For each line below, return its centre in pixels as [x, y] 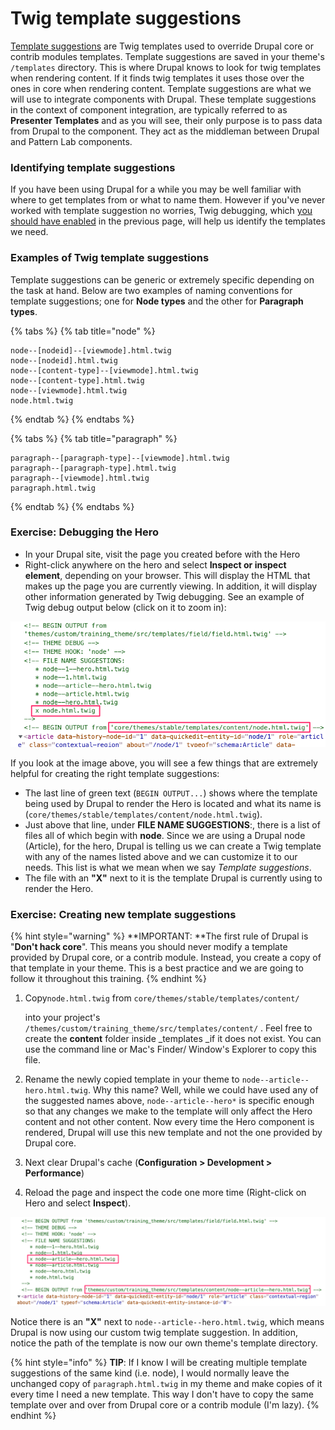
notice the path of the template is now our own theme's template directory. [164, 1343]
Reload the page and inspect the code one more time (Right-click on [165, 1193]
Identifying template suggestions [93, 167]
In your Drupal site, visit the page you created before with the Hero [162, 554]
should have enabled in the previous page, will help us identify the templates [168, 221]
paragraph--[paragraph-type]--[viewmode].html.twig [120, 458]
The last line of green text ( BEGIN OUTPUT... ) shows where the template [171, 793]
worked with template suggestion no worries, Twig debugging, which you [161, 211]
